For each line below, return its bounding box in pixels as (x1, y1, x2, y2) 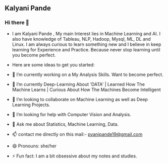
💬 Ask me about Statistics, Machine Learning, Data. (12, 121, 119, 127)
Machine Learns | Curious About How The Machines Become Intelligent (12, 87, 161, 93)
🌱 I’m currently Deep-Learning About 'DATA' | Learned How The (12, 81, 145, 87)
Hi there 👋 (5, 19, 30, 26)
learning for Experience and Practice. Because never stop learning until (12, 46, 160, 52)
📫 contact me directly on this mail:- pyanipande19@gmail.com (12, 131, 143, 137)
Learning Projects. (12, 102, 50, 108)
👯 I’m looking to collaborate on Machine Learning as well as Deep (12, 96, 148, 102)
